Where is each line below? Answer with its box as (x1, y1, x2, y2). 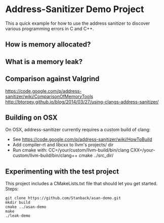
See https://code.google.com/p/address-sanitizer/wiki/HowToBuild (12, 136, 152, 142)
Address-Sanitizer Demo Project (5, 4, 144, 15)
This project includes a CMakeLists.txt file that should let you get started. (5, 181, 158, 187)
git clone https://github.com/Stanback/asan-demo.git (5, 196, 121, 201)
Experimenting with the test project (5, 167, 119, 176)
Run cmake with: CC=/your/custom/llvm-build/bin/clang (12, 147, 130, 153)
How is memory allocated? (5, 40, 91, 49)
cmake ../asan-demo (5, 204, 47, 210)
